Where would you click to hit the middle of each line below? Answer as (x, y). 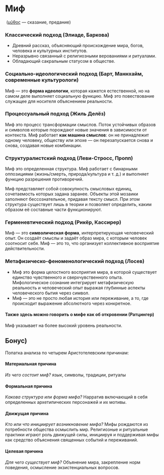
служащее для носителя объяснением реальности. (59, 101)
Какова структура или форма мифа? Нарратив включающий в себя (76, 397)
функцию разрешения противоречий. (44, 179)
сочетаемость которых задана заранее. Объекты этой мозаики (72, 194)
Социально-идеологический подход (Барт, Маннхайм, (74, 74)
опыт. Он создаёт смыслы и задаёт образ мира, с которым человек (76, 238)
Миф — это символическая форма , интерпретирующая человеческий (80, 233)
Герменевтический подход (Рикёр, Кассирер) (63, 222)
